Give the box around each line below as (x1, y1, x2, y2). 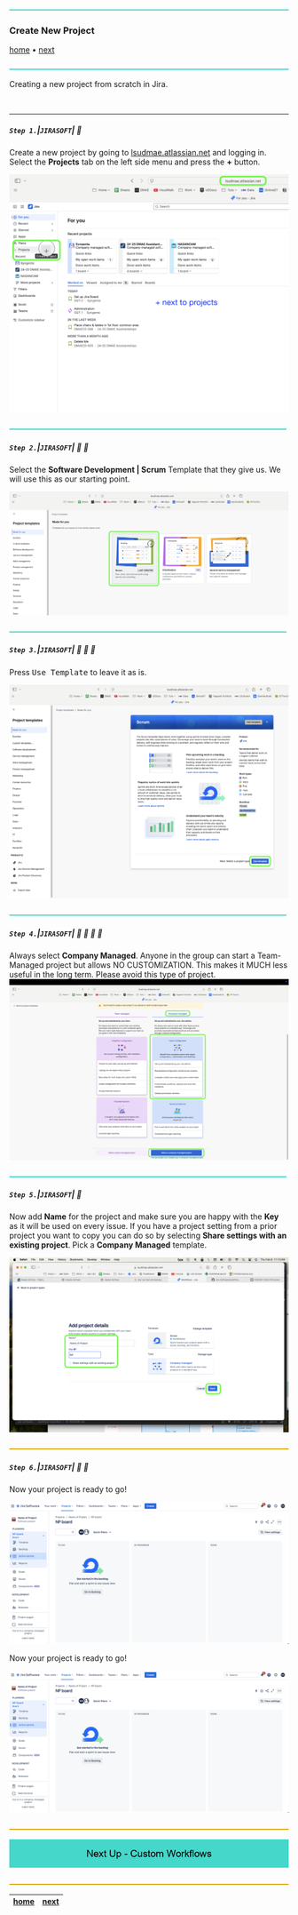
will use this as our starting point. (9, 474, 130, 484)
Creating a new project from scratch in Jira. (9, 79, 169, 90)
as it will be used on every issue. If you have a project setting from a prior (9, 1221, 278, 1232)
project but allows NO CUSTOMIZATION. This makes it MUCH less (45, 960, 288, 970)
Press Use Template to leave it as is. (9, 666, 147, 677)
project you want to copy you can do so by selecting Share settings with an (9, 1230, 287, 1241)
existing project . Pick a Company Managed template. (9, 1240, 207, 1250)
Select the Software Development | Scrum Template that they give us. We (9, 464, 281, 475)
